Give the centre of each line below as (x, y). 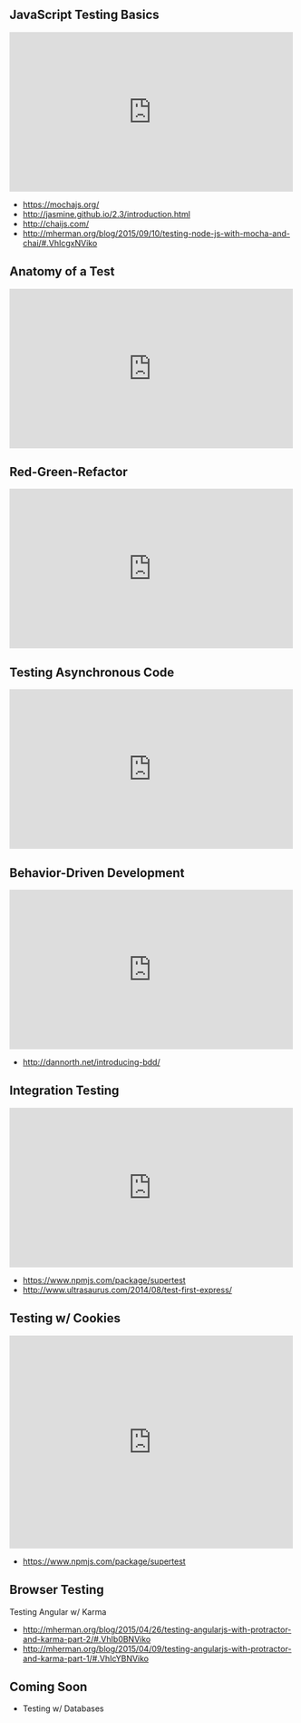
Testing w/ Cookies (65, 1318)
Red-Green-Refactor (69, 472)
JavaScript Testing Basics (85, 15)
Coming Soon (49, 1686)
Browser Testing (57, 1590)
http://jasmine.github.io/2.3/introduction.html (106, 214)
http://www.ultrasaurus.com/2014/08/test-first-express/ (127, 1290)
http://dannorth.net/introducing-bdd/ (91, 1062)
